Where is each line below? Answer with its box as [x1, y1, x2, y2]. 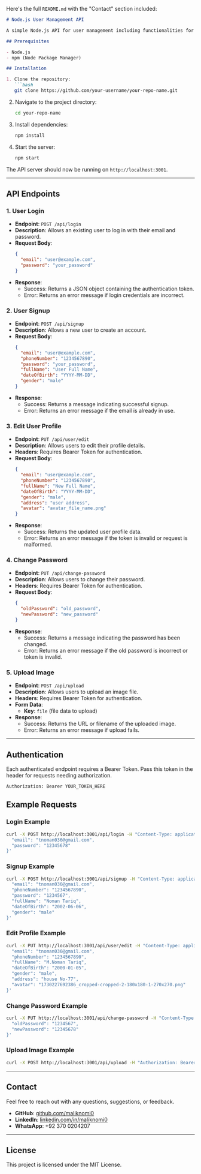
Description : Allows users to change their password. [14, 576, 145, 583]
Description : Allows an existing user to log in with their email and [14, 227, 176, 234]
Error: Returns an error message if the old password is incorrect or [23, 647, 188, 654]
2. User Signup [6, 306, 50, 314]
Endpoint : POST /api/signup [14, 320, 84, 327]
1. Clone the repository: [6, 76, 71, 83]
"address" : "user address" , [20, 500, 91, 506]
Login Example [6, 818, 50, 826]
